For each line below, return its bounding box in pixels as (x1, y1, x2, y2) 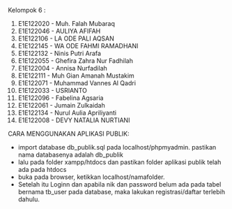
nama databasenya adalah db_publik (17, 150, 124, 159)
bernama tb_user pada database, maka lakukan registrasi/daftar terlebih (17, 188, 226, 196)
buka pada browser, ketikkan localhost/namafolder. (17, 173, 165, 181)
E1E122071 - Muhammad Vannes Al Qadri (17, 79, 137, 87)
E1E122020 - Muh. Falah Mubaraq (17, 20, 116, 27)
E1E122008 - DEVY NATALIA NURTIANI (17, 116, 130, 124)
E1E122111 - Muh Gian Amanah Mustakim (17, 71, 134, 80)
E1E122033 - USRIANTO (17, 87, 88, 94)
